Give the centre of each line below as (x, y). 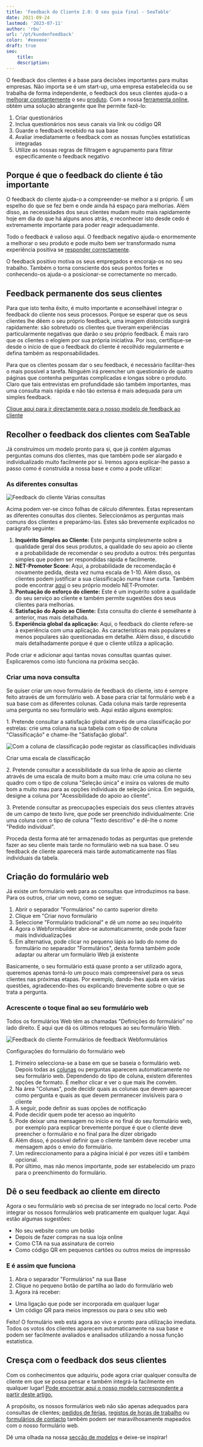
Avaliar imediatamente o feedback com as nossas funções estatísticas (102, 137)
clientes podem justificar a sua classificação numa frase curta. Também (105, 579)
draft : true (21, 46)
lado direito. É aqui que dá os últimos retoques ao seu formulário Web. (94, 1027)
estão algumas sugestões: (39, 1219)
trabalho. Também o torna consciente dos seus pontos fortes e (85, 268)
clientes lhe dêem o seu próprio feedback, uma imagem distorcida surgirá (98, 321)
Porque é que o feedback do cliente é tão (85, 175)
